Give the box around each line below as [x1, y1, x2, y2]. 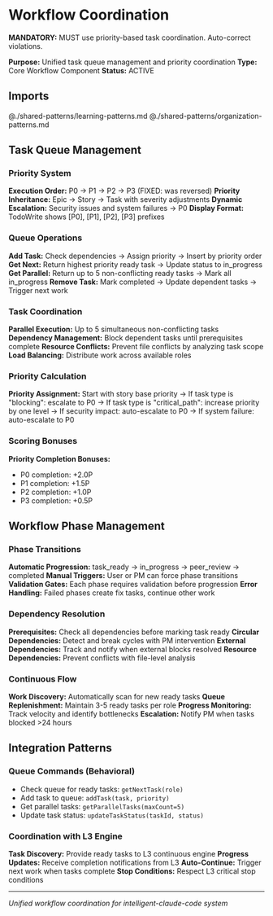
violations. [8, 41, 43, 50]
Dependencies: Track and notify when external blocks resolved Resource [8, 644, 258, 654]
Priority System [8, 168, 71, 179]
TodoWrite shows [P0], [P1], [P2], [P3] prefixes [8, 212, 165, 221]
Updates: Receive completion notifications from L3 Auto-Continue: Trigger [8, 857, 262, 867]
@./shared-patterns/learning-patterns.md [8, 111, 148, 121]
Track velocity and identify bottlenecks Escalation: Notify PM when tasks [8, 708, 254, 718]
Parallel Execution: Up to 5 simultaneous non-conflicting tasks [8, 324, 219, 335]
